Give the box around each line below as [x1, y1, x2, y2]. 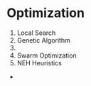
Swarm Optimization [16, 51, 77, 60]
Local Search [16, 28, 56, 37]
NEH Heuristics [16, 58, 62, 67]
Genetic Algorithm [16, 36, 70, 44]
